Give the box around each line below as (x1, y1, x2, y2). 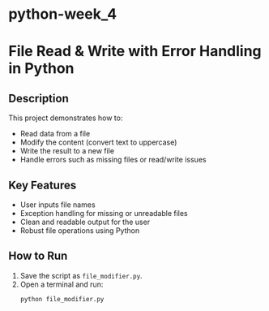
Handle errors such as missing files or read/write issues (19, 155, 207, 165)
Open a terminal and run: (19, 279, 104, 289)
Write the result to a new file (19, 146, 115, 156)
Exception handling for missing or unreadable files (19, 209, 188, 218)
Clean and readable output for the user (19, 217, 151, 227)
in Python (8, 59, 75, 78)
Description (8, 91, 69, 106)
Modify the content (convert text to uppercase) (19, 137, 177, 147)
